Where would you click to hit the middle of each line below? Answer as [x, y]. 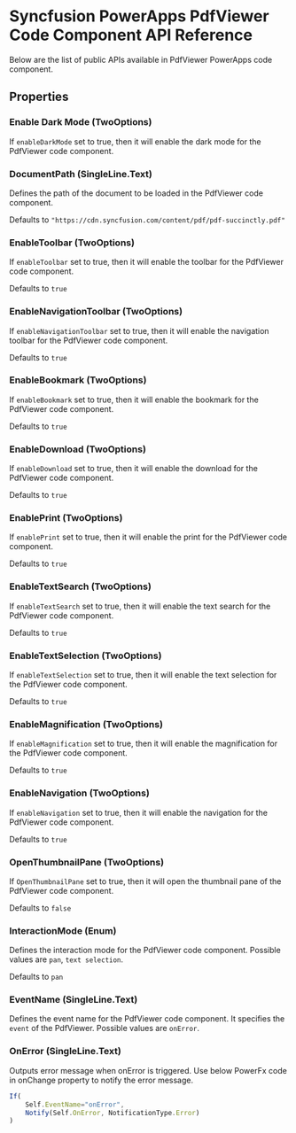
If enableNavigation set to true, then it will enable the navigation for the [139, 812]
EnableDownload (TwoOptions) [78, 449]
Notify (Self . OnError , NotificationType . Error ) [113, 1113]
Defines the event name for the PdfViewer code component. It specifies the [147, 1019]
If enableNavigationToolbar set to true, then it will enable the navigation [139, 330]
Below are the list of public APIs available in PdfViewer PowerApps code [141, 59]
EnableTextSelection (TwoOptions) [86, 656]
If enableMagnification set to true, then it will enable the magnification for [143, 744]
